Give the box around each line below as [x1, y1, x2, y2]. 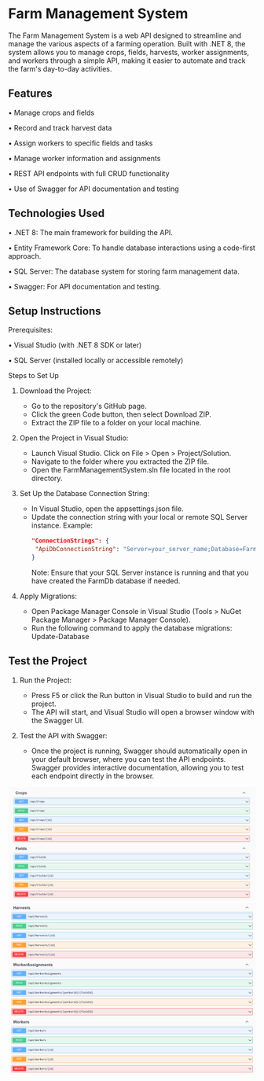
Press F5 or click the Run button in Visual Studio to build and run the [31, 690, 252, 700]
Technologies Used [8, 207, 104, 220]
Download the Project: [19, 386, 92, 395]
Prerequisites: [8, 325, 53, 335]
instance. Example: [31, 520, 93, 531]
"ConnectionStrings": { [31, 537, 110, 545]
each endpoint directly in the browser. [31, 771, 155, 781]
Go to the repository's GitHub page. [31, 402, 147, 411]
